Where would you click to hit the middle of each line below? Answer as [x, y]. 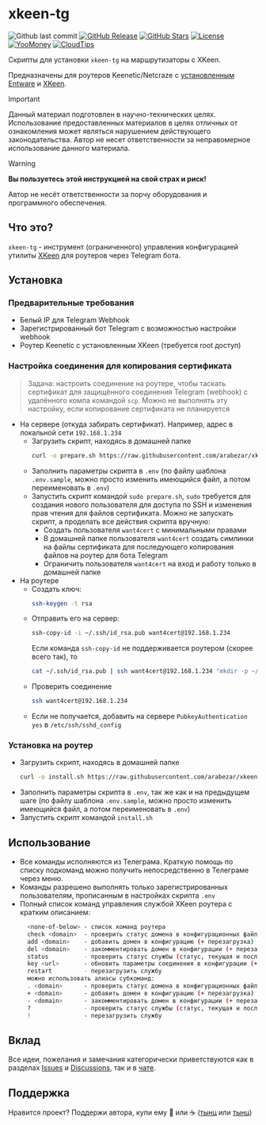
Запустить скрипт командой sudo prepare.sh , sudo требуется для [141, 496]
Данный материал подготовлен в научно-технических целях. [112, 114]
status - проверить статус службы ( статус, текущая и [133, 957]
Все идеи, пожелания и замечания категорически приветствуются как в [131, 1059]
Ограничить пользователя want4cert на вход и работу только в [150, 563]
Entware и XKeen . [38, 83]
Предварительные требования [71, 303]
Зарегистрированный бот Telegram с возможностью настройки [127, 329]
